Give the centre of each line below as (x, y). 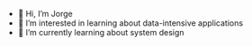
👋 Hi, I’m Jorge (45, 14)
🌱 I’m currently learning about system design (101, 32)
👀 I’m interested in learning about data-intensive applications (130, 23)
